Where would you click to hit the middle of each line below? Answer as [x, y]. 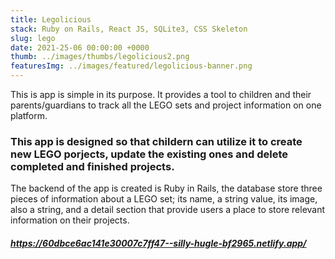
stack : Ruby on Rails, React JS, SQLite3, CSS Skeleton [129, 29]
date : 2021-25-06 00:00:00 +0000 [80, 47]
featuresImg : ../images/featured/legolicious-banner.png [131, 66]
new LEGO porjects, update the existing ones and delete [149, 154]
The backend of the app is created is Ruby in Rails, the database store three [166, 188]
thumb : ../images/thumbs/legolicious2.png [100, 57]
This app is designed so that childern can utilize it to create [156, 141]
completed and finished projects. [92, 166]
